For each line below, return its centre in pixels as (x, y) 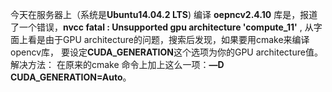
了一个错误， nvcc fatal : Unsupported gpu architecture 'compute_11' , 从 (162, 27)
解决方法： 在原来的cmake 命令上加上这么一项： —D (117, 64)
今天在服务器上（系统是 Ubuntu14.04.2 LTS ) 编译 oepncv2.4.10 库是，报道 (164, 14)
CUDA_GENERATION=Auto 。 (71, 77)
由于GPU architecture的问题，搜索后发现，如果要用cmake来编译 (177, 39)
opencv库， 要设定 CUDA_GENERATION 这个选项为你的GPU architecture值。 (166, 52)
